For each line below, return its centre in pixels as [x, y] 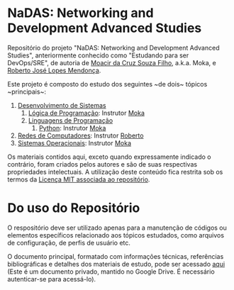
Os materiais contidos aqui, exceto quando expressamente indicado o [109, 157]
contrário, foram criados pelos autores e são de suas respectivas [102, 164]
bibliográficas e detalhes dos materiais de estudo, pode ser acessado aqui [116, 264]
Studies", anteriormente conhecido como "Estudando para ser [98, 55]
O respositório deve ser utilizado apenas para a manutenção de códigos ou [117, 228]
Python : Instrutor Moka [72, 128]
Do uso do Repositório [74, 208]
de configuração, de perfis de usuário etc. [69, 242]
